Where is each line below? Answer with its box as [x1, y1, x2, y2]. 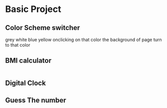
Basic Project [5, 3, 62, 15]
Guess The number [5, 96, 67, 104]
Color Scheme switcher [5, 23, 80, 32]
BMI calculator [5, 56, 52, 65]
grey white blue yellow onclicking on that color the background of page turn [5, 36, 162, 42]
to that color [5, 42, 31, 48]
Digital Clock [5, 79, 46, 87]
